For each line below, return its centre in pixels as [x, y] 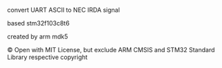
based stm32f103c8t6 [39, 23]
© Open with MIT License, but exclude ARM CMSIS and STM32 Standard [111, 50]
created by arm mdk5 [38, 36]
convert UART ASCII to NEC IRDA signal [64, 10]
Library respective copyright [48, 57]
